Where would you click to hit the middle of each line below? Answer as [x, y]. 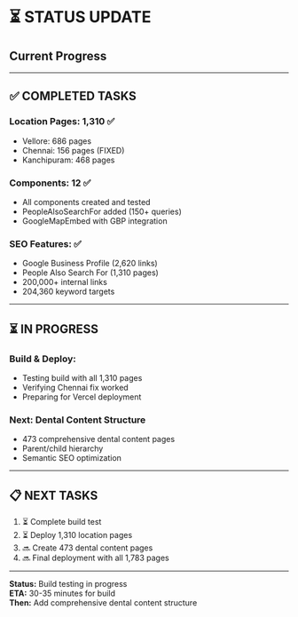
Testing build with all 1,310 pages [82, 377]
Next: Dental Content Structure [78, 420]
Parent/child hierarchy [63, 448]
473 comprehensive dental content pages [98, 439]
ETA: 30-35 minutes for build [63, 593]
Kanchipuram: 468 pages [68, 160]
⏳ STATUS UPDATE [80, 17]
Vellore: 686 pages [56, 141]
